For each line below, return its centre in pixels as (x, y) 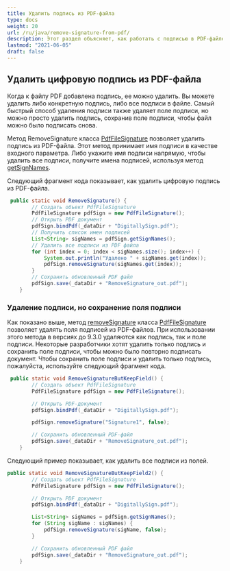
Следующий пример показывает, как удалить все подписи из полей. (108, 461)
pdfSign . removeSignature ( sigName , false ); (105, 530)
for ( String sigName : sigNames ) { (82, 524)
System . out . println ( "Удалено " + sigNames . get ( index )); (125, 258)
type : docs (23, 20)
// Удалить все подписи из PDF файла (85, 245)
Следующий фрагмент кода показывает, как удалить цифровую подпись (114, 181)
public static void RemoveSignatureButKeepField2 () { (86, 473)
